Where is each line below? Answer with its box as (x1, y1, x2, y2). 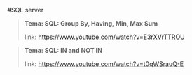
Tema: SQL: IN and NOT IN (24, 47, 103, 54)
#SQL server (7, 6, 44, 14)
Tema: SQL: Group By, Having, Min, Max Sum (24, 19, 158, 27)
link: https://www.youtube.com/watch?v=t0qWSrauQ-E (24, 60, 184, 68)
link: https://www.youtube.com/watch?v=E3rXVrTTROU (24, 33, 186, 41)
